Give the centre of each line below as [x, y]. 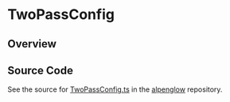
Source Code [40, 70]
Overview [32, 44]
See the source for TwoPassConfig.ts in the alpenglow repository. [115, 89]
